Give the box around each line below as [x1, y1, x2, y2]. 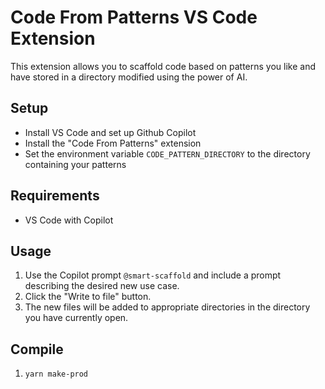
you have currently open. [24, 312, 129, 324]
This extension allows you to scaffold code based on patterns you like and [10, 60, 316, 72]
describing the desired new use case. [24, 280, 180, 292]
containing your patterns [24, 158, 127, 170]
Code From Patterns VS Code [10, 6, 258, 29]
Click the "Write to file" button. [24, 291, 152, 303]
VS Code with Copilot [24, 214, 114, 226]
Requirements [10, 187, 100, 205]
